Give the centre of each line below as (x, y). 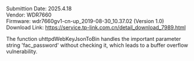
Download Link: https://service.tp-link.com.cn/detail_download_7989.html (96, 27)
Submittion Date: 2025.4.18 (39, 9)
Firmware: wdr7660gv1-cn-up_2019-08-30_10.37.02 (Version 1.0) (85, 21)
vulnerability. (22, 52)
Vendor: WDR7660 (29, 15)
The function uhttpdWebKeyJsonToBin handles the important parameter (94, 39)
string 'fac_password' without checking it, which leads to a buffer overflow (97, 45)
